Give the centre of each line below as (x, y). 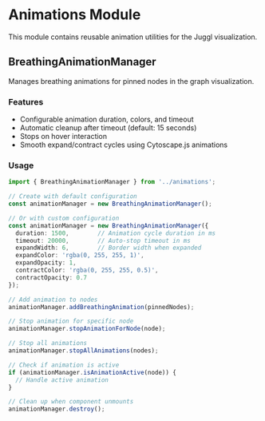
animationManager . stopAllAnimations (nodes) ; (83, 351)
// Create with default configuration (73, 197)
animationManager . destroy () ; (57, 409)
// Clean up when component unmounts (71, 402)
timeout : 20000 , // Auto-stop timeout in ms (103, 240)
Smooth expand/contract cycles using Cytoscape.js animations (124, 145)
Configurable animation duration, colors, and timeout (107, 119)
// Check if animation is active (64, 365)
